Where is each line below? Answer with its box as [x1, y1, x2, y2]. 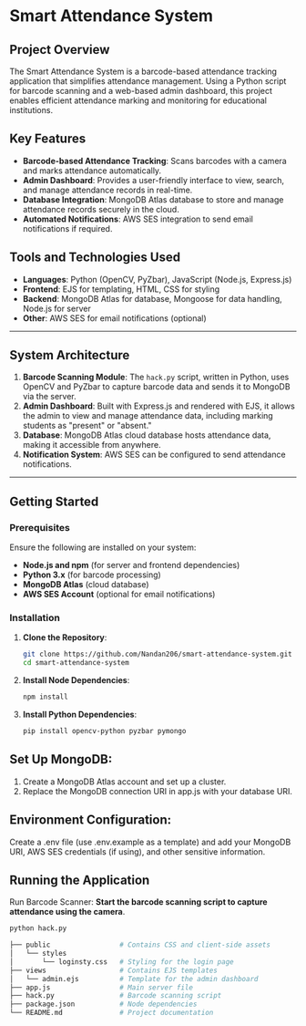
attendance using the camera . [9, 907, 126, 917]
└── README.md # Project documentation [9, 1009, 214, 1018]
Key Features [9, 131, 87, 147]
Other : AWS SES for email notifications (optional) [22, 312, 207, 324]
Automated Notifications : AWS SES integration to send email [22, 213, 253, 224]
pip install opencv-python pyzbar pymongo [22, 727, 187, 736]
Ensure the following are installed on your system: [9, 542, 197, 553]
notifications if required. [22, 223, 113, 233]
